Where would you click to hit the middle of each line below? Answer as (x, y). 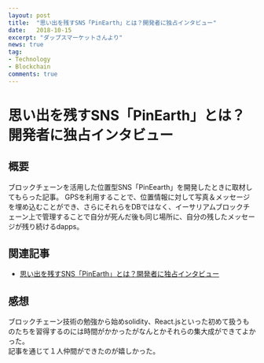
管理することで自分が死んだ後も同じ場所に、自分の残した (135, 217)
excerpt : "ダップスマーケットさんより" (66, 37)
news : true (26, 45)
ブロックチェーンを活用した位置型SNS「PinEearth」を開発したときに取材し (130, 187)
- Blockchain (29, 67)
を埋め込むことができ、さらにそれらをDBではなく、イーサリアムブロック (126, 206)
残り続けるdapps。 (53, 226)
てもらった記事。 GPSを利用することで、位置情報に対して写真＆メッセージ (129, 197)
